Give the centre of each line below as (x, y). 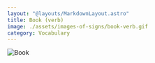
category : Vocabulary (39, 33)
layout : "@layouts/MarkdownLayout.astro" (68, 13)
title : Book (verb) (36, 20)
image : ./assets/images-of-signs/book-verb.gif (78, 26)
